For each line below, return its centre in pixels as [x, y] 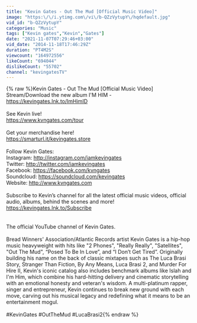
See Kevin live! [24, 114]
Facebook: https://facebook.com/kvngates [58, 170]
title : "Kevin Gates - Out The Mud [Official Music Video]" [82, 12]
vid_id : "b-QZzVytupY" [34, 22]
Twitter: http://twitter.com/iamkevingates [56, 164]
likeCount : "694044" [32, 61]
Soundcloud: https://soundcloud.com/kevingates [66, 177]
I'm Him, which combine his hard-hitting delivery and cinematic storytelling [98, 277]
